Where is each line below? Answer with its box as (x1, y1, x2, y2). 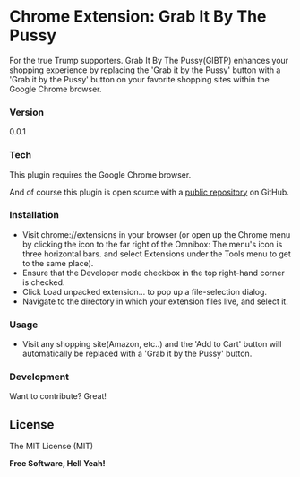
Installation (9, 209, 60, 221)
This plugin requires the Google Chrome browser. (9, 169, 192, 180)
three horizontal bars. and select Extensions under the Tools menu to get (21, 248, 291, 259)
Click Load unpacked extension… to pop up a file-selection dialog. (21, 286, 267, 297)
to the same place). (21, 257, 94, 268)
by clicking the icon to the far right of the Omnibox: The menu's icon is (21, 238, 283, 249)
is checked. (21, 276, 65, 288)
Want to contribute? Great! (9, 391, 107, 402)
